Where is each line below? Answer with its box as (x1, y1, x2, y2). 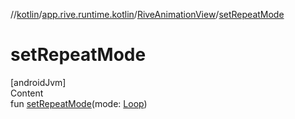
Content (10, 87, 44, 99)
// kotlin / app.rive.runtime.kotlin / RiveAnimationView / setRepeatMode (10, 9, 285, 20)
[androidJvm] (10, 76, 67, 88)
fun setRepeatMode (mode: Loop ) (10, 97, 148, 109)
